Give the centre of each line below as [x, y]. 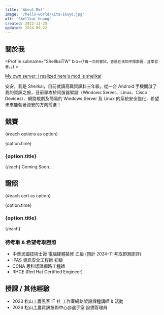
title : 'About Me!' [25, 10]
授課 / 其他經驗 [28, 288]
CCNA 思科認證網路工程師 [39, 266]
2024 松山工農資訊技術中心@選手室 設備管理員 [60, 308]
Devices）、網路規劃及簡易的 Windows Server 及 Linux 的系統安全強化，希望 [82, 98]
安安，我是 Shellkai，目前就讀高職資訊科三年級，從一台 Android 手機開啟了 [81, 86]
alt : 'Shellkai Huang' [28, 19]
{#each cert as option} [28, 195]
